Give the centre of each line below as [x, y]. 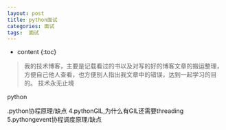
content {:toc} [37, 52]
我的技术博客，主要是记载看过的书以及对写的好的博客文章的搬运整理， [123, 66]
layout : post [26, 13]
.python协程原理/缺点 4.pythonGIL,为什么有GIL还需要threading [95, 111]
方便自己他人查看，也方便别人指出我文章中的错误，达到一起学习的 [117, 75]
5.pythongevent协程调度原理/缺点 [54, 120]
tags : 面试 [23, 32]
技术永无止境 [56, 83]
